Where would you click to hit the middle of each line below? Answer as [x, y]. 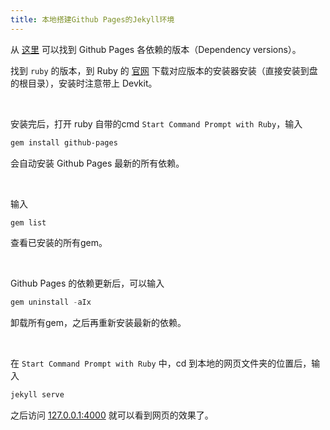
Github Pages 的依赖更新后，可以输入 [87, 283]
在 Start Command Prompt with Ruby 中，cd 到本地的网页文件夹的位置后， [161, 363]
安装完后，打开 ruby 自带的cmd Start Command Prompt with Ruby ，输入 [156, 123]
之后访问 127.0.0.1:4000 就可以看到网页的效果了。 [112, 415]
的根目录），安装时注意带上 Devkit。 [84, 83]
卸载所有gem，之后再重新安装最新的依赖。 [98, 323]
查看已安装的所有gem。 [59, 243]
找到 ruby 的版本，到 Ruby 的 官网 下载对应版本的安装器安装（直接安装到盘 [164, 70]
